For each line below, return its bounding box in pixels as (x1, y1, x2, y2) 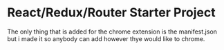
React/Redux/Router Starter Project (7, 5, 216, 21)
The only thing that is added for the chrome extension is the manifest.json (7, 27, 218, 36)
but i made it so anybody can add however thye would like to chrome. (7, 34, 205, 42)
